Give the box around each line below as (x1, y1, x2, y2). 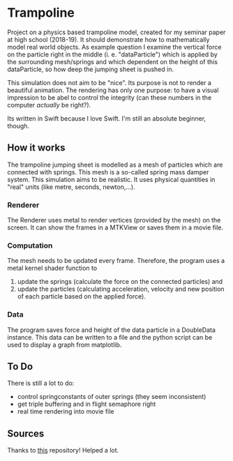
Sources (7, 428, 45, 439)
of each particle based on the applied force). (17, 292, 146, 301)
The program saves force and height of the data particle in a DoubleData (7, 326, 216, 334)
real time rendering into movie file (17, 407, 114, 416)
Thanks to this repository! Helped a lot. (7, 446, 119, 455)
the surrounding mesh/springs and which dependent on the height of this (7, 57, 218, 66)
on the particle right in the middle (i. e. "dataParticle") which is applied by (7, 50, 218, 59)
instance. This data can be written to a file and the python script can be (7, 333, 213, 341)
